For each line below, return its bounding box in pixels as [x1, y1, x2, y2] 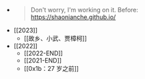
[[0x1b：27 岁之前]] [23, 65, 79, 72]
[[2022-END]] [23, 49, 63, 57]
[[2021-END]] [23, 57, 62, 64]
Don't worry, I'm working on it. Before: [30, 6, 139, 14]
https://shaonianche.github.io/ [30, 13, 116, 21]
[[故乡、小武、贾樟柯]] [23, 34, 88, 42]
